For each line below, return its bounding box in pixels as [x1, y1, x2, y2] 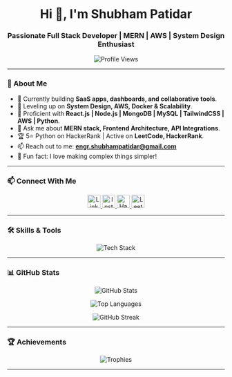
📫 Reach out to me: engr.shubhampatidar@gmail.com [17, 142, 177, 151]
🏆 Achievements [7, 337, 67, 347]
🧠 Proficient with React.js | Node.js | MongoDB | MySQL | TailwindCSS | [17, 109, 224, 117]
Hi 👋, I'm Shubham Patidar [39, 6, 193, 22]
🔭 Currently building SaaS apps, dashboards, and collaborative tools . [17, 95, 217, 103]
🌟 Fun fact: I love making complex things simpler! [17, 152, 157, 160]
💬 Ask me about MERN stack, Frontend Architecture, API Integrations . [17, 124, 220, 132]
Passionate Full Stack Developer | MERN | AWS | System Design [7, 31, 225, 41]
